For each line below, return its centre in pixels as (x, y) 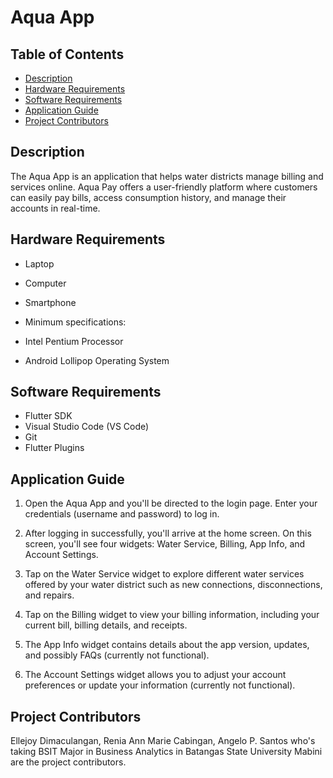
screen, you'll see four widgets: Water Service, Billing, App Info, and (165, 544)
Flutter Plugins (54, 448)
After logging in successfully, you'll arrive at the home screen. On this (168, 533)
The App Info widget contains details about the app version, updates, (167, 645)
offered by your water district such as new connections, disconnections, (173, 585)
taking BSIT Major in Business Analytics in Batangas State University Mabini (166, 752)
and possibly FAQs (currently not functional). (117, 655)
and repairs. (49, 595)
